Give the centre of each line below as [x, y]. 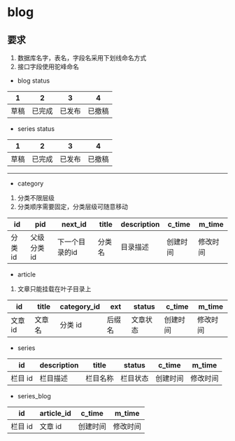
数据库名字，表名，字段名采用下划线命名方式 [82, 58]
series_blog [34, 396]
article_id [55, 413]
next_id [74, 224]
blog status [34, 80]
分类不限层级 [36, 198]
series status [36, 129]
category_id [80, 307]
